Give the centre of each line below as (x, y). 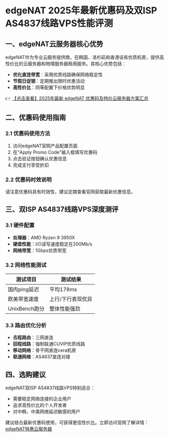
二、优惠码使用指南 (36, 118)
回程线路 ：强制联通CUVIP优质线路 (49, 344)
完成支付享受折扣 (31, 165)
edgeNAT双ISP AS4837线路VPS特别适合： (50, 388)
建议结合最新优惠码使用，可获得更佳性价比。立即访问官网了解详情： (77, 423)
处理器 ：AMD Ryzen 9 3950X (44, 237)
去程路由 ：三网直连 (33, 337)
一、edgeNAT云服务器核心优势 (54, 44)
